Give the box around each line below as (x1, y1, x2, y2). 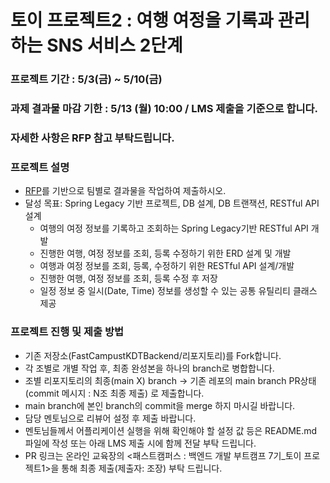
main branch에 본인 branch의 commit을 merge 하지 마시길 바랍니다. (24, 399, 296, 411)
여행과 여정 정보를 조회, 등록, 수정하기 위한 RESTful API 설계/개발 (39, 260, 295, 272)
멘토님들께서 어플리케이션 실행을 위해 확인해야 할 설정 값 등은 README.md (24, 424, 318, 436)
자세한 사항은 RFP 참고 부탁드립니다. (10, 131, 175, 145)
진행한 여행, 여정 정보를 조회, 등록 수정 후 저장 (39, 272, 218, 285)
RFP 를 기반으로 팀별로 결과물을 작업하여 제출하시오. (24, 185, 227, 197)
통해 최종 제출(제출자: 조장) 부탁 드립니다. (61, 462, 223, 474)
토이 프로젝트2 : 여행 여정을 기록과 (10, 9, 274, 32)
